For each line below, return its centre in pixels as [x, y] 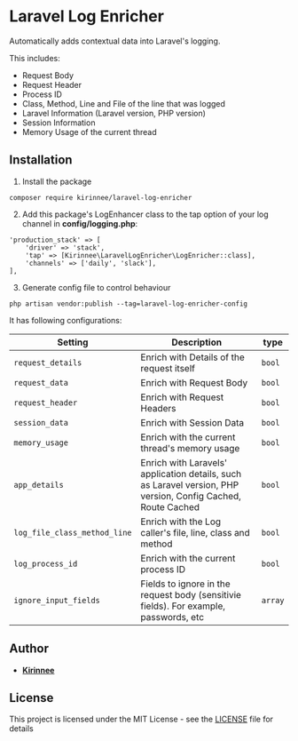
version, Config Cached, [191, 496]
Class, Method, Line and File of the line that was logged [124, 103]
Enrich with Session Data [192, 422]
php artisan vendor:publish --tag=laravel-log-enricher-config [129, 304]
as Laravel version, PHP [190, 484]
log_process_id [46, 563]
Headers [158, 408]
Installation [41, 160]
